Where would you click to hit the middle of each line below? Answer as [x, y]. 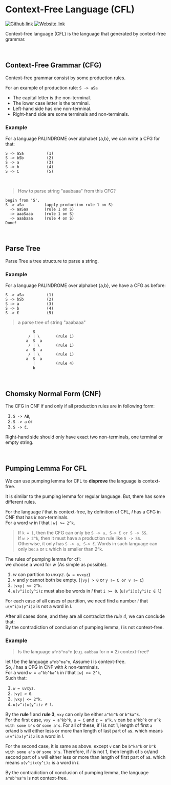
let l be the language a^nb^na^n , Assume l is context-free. [66, 662]
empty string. [19, 442]
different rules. [21, 502]
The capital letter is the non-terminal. [52, 97]
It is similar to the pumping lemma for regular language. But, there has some [85, 496]
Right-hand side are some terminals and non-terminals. [71, 114]
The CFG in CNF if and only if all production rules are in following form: [80, 406]
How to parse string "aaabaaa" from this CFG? [67, 191]
